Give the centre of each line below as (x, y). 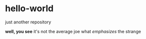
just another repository (28, 22)
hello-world (29, 9)
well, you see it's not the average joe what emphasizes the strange (73, 31)
